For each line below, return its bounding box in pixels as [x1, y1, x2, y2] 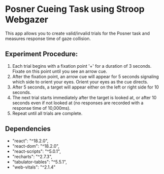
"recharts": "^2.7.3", [12, 153, 53, 159]
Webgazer [5, 14, 48, 25]
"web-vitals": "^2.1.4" [12, 164, 56, 170]
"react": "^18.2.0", [12, 137, 49, 144]
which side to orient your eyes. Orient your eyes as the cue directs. [12, 79, 149, 85]
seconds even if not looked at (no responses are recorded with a [12, 100, 144, 106]
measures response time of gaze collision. [5, 36, 91, 42]
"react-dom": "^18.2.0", [12, 143, 60, 149]
